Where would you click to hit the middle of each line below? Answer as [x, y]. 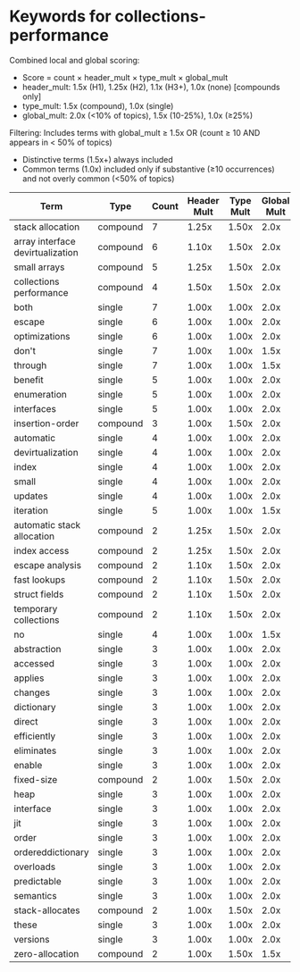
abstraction [37, 649]
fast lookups [40, 580]
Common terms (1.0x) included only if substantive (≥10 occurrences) [148, 169]
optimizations [42, 336]
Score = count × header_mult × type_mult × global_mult [125, 77]
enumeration [40, 394]
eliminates [35, 750]
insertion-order [46, 423]
